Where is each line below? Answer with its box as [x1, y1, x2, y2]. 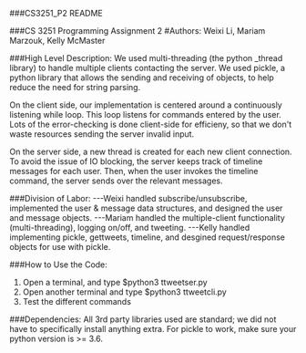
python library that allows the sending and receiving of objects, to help [9, 72, 275, 83]
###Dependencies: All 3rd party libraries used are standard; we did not [9, 314, 277, 325]
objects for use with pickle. [9, 242, 111, 252]
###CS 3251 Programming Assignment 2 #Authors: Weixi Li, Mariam [9, 26, 266, 36]
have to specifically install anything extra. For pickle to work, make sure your [9, 324, 297, 334]
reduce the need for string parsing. [9, 82, 141, 92]
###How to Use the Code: [9, 259, 107, 270]
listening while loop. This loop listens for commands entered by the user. [9, 109, 282, 119]
